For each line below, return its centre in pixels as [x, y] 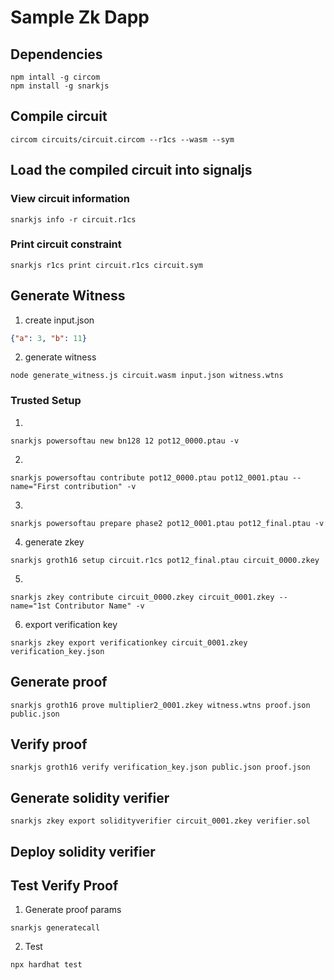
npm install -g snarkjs [60, 86]
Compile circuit [59, 116]
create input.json [59, 320]
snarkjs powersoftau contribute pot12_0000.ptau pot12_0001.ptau [149, 477]
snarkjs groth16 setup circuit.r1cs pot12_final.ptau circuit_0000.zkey [165, 560]
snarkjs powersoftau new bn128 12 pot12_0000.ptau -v [125, 441]
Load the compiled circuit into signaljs [131, 170]
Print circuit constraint [66, 244]
